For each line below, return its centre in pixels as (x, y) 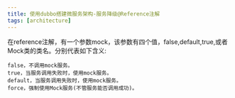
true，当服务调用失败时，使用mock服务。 (60, 73)
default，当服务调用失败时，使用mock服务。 (65, 80)
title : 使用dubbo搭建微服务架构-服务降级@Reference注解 (84, 14)
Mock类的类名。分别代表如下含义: (57, 50)
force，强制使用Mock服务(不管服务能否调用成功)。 (72, 88)
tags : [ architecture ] (39, 21)
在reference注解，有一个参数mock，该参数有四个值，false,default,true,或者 (118, 42)
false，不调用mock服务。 (40, 65)
